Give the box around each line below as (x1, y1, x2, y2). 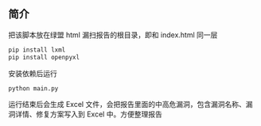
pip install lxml (8, 46, 66, 54)
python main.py (8, 84, 59, 93)
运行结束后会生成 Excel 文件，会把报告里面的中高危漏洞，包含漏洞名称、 (8, 100, 247, 109)
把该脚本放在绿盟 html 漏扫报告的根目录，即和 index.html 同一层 (8, 30, 218, 40)
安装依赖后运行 (8, 68, 57, 78)
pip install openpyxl (8, 53, 80, 61)
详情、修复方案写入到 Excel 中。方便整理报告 (14, 109, 163, 119)
